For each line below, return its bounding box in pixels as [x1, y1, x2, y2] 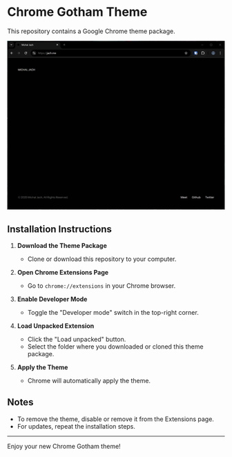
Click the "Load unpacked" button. [27, 336, 126, 344]
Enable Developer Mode [17, 295, 88, 304]
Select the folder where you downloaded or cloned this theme [27, 342, 204, 351]
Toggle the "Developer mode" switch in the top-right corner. [27, 309, 199, 317]
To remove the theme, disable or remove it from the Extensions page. [17, 415, 214, 423]
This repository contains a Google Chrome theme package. [7, 27, 175, 35]
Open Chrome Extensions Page [17, 269, 109, 277]
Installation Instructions [7, 223, 113, 235]
